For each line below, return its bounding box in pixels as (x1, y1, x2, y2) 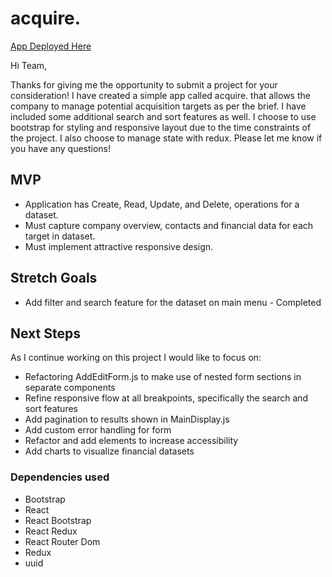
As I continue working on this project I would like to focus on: (10, 352, 262, 364)
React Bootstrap (24, 514, 92, 526)
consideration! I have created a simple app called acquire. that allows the (10, 89, 311, 101)
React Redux (24, 525, 78, 537)
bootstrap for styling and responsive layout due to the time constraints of (10, 121, 312, 133)
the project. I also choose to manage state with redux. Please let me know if (10, 132, 323, 144)
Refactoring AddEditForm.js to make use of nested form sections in (24, 371, 302, 383)
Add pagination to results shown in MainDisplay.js (24, 413, 230, 426)
